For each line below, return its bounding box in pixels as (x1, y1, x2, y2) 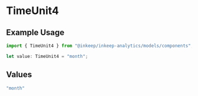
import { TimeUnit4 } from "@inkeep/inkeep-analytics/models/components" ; (6, 43, 194, 49)
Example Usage (6, 28, 65, 37)
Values (6, 70, 32, 80)
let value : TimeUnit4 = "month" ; (6, 53, 88, 59)
